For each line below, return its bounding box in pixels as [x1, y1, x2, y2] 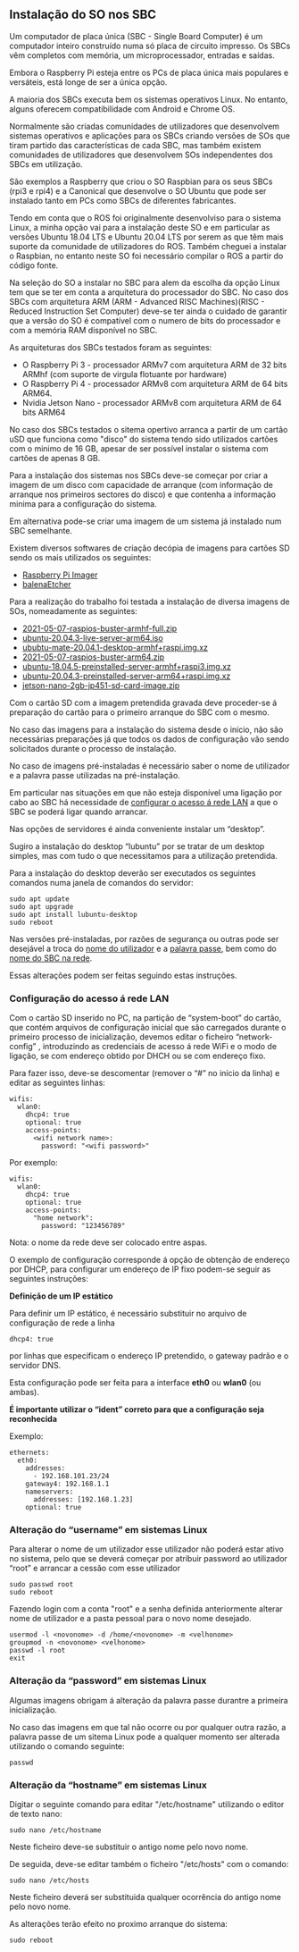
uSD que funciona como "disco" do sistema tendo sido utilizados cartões [9, 433, 278, 444]
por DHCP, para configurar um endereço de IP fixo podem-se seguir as [9, 1264, 271, 1275]
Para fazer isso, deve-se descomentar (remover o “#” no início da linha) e [9, 1068, 280, 1079]
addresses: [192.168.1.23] [32, 1495, 134, 1504]
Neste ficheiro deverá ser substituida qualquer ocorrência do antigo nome [9, 1892, 281, 1902]
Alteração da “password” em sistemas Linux [9, 1675, 207, 1687]
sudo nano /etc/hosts [9, 1876, 90, 1885]
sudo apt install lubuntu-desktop [9, 910, 138, 919]
